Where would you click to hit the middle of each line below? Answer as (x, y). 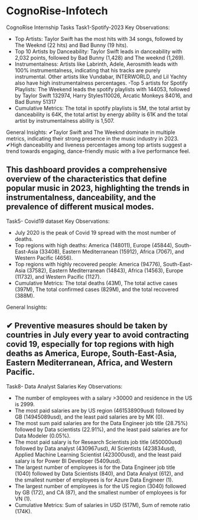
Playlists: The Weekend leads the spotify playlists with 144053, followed (102, 89)
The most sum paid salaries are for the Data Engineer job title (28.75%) (101, 423)
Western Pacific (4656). (44, 258)
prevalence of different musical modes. (80, 207)
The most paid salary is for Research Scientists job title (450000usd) (98, 442)
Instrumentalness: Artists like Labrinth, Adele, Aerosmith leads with (96, 64)
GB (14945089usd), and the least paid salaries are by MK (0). (89, 417)
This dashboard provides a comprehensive (87, 170)
